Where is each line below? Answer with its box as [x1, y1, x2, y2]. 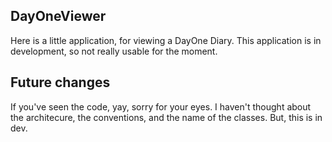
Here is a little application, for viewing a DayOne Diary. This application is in [10, 34, 322, 46]
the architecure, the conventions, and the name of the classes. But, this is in [10, 111, 323, 123]
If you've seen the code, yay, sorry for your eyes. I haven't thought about [10, 100, 312, 113]
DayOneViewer [10, 8, 107, 25]
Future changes [10, 74, 111, 91]
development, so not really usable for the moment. [10, 45, 218, 57]
